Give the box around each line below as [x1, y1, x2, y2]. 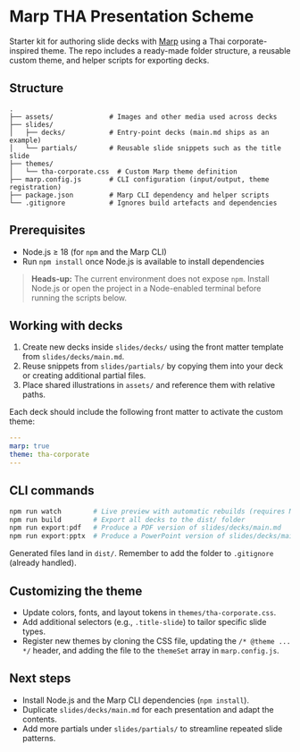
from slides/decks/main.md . [21, 351, 125, 362]
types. [21, 626, 46, 637]
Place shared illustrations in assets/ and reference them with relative [21, 380, 275, 391]
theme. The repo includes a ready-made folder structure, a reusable [40, 45, 291, 55]
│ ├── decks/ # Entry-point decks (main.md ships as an [9, 128, 270, 137]
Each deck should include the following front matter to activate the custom [9, 407, 284, 418]
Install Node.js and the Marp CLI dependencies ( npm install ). [21, 695, 250, 706]
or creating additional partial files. [21, 370, 146, 381]
